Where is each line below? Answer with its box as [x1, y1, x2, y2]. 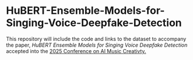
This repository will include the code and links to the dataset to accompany [6, 35, 187, 42]
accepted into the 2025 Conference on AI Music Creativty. [6, 47, 146, 54]
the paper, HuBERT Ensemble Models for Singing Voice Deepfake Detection [6, 42, 188, 48]
